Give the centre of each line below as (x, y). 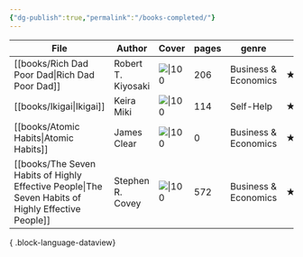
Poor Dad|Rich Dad (54, 75)
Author (132, 48)
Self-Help (251, 106)
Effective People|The (58, 186)
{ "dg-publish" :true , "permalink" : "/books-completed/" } (113, 18)
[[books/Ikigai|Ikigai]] (60, 106)
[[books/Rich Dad (51, 63)
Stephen (132, 180)
